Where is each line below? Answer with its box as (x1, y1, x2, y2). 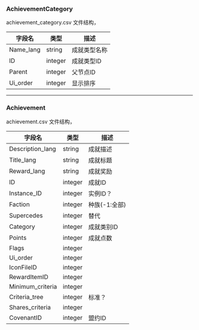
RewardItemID (9, 273, 49, 281)
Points (9, 233, 27, 242)
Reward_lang (9, 166, 46, 175)
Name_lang (9, 46, 41, 54)
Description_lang (9, 145, 56, 153)
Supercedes (9, 211, 43, 219)
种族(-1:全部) (88, 200, 126, 209)
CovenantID (9, 313, 42, 322)
